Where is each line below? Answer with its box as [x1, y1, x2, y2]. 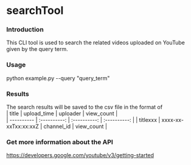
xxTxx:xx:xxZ [6, 123, 40, 130]
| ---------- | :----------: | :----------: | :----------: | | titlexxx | [6, 116, 161, 124]
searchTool [6, 4, 64, 18]
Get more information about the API [6, 138, 114, 146]
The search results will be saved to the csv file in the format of [6, 104, 163, 111]
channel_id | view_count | [43, 123, 108, 130]
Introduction [6, 25, 44, 34]
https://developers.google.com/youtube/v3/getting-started [6, 152, 154, 159]
